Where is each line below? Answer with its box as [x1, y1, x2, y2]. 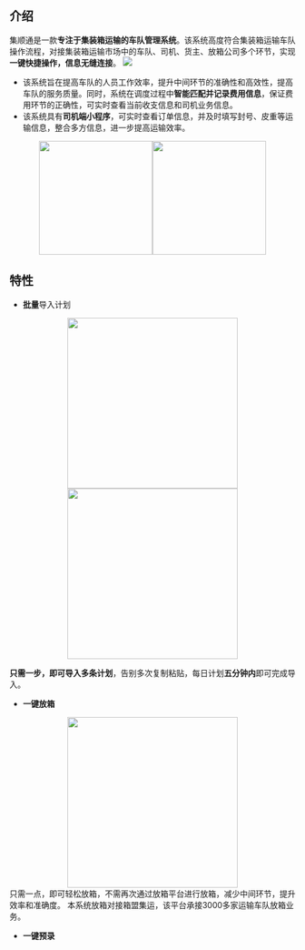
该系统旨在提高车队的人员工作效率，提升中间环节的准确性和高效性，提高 [22, 76, 293, 87]
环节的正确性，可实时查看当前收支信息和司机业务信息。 [30, 99, 238, 110]
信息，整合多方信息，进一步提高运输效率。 [30, 122, 191, 133]
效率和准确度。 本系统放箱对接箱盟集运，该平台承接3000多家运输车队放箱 [9, 899, 287, 910]
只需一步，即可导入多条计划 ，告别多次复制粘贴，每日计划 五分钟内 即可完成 [9, 667, 288, 678]
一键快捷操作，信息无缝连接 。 [9, 57, 121, 68]
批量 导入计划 [22, 298, 71, 309]
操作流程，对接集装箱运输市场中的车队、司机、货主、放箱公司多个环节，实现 [9, 45, 296, 56]
